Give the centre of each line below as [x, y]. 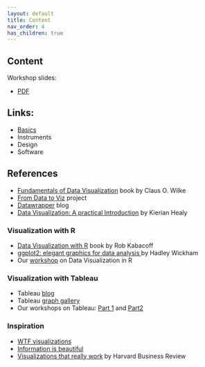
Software [30, 152]
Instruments [34, 137]
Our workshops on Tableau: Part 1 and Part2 [80, 308]
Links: [21, 113]
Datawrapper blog [43, 205]
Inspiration [26, 326]
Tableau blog [36, 293]
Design [27, 144]
